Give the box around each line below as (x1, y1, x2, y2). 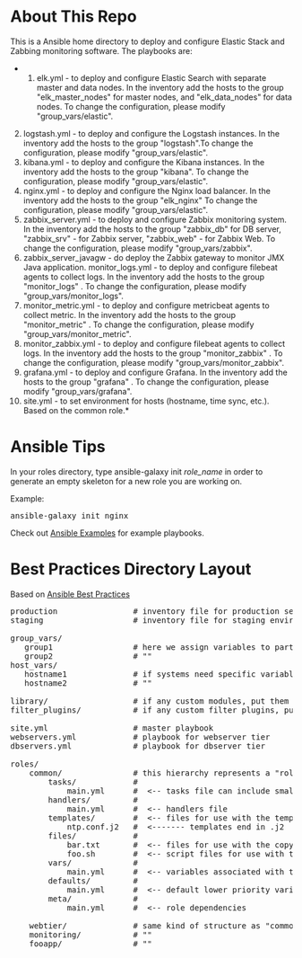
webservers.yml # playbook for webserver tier (10, 732, 271, 742)
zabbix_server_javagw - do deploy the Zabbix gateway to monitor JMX (22, 252, 285, 262)
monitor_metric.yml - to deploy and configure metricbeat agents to (22, 299, 270, 311)
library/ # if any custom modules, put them (10, 696, 289, 706)
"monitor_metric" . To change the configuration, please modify (22, 319, 255, 330)
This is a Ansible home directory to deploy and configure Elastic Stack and (10, 36, 285, 47)
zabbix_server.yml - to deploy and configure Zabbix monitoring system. (22, 214, 288, 225)
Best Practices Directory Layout (10, 559, 252, 580)
